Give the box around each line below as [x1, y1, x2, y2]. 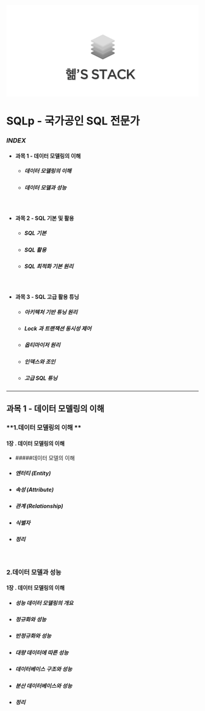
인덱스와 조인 [24, 358, 56, 365]
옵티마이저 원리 [24, 341, 61, 349]
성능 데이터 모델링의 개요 [15, 599, 74, 607]
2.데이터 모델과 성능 [6, 567, 62, 576]
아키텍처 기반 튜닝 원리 [24, 308, 78, 316]
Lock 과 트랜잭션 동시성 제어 [24, 325, 92, 332]
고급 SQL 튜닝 [24, 374, 58, 382]
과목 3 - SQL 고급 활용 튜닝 [15, 293, 79, 301]
